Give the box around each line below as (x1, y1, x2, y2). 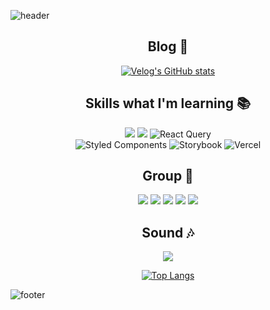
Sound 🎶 (141, 224, 195, 241)
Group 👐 (142, 168, 194, 185)
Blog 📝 (147, 38, 189, 55)
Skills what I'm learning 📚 (84, 95, 252, 112)
